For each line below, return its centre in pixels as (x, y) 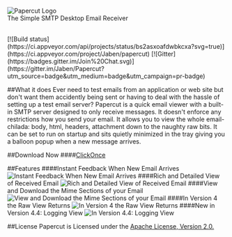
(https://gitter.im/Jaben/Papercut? (56, 69)
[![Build (18, 39)
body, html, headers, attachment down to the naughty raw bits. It (124, 127)
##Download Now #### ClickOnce (56, 155)
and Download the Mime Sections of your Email (75, 191)
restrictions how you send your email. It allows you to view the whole (106, 119)
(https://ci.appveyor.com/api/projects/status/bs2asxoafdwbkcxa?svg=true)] (116, 46)
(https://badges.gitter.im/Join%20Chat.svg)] (71, 61)
